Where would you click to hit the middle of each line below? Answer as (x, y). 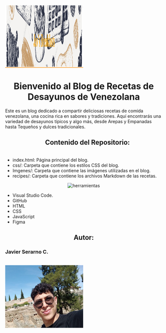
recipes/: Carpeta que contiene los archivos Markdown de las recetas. (84, 176)
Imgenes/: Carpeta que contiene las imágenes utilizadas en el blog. (82, 170)
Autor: (84, 238)
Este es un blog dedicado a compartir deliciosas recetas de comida (74, 111)
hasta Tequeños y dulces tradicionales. (45, 127)
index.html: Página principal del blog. (50, 160)
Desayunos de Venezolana (84, 97)
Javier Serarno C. (27, 252)
